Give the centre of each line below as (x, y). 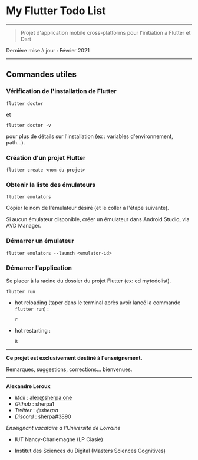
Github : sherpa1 (34, 404)
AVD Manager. (24, 226)
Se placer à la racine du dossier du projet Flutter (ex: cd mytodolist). (89, 281)
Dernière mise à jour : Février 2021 (48, 50)
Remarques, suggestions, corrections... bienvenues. (69, 369)
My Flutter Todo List (56, 11)
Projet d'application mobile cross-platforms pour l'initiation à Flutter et (105, 32)
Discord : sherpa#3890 (43, 416)
